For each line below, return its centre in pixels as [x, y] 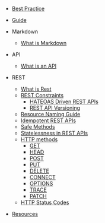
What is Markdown [44, 43]
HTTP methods [39, 139]
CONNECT [43, 177]
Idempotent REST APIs [48, 120]
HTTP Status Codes [45, 202]
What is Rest [36, 89]
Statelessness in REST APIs [54, 133]
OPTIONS [41, 184]
